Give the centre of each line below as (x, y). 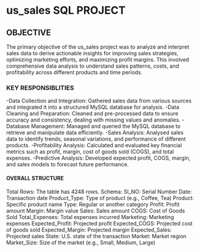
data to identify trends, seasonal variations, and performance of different (96, 139)
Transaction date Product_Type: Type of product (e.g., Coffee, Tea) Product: (100, 198)
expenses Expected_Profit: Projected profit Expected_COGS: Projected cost (99, 223)
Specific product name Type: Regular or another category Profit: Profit (93, 204)
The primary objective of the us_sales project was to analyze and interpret (98, 47)
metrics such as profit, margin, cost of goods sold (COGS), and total (90, 152)
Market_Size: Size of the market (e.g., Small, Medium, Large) (81, 242)
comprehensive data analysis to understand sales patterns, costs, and (93, 66)
